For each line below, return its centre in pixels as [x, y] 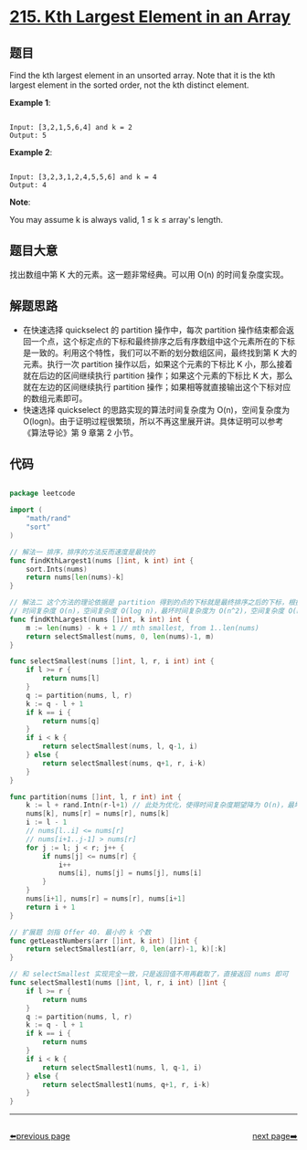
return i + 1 [51, 907]
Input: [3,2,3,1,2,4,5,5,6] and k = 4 [83, 177]
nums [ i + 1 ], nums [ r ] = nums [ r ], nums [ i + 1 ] [106, 899]
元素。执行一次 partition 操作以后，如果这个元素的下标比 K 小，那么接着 [158, 364]
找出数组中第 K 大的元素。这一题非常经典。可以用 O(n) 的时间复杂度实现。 [149, 274]
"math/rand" [48, 519]
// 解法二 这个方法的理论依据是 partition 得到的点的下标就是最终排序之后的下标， [149, 603]
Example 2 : [31, 152]
